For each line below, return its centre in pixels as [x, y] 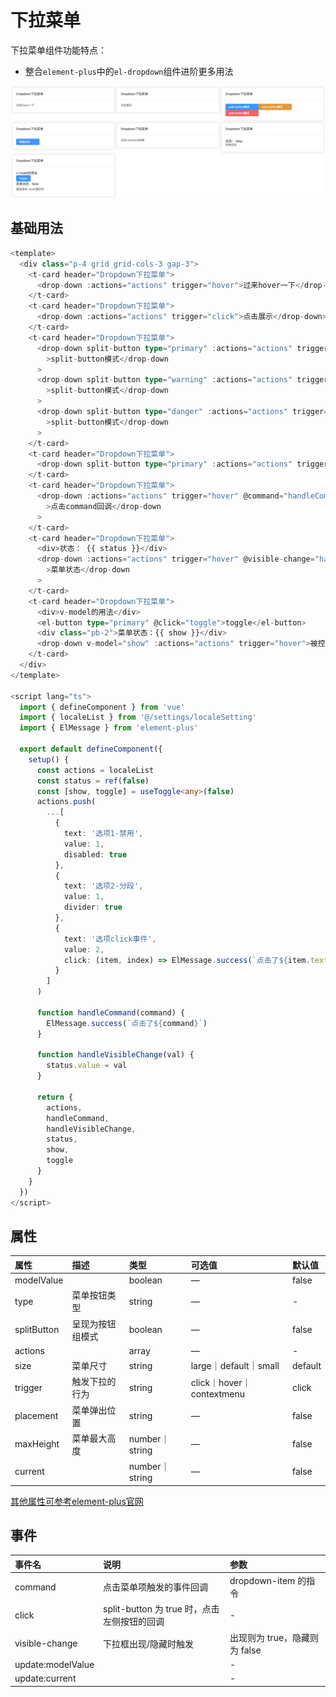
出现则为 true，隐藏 [270, 1637]
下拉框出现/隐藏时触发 [149, 1643]
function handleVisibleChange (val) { [115, 1055]
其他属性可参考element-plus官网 [77, 1501]
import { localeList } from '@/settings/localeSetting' [138, 717]
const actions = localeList [95, 770]
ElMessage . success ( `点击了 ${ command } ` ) [127, 1023]
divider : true [93, 907]
